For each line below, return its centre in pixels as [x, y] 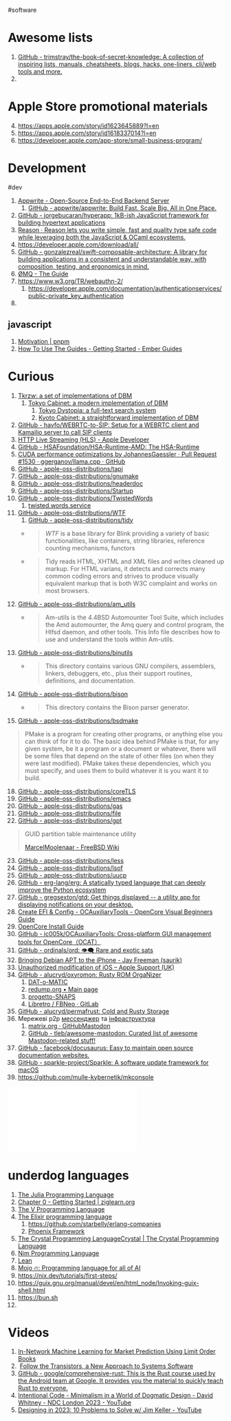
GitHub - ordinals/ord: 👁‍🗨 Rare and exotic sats [85, 950]
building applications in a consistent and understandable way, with [112, 259]
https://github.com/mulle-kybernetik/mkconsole [86, 1077]
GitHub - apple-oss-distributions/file [69, 813]
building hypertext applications [62, 222]
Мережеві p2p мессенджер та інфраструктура [86, 1018]
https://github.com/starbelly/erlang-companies [95, 1224]
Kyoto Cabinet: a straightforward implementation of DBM [118, 417]
